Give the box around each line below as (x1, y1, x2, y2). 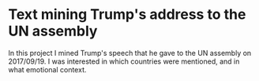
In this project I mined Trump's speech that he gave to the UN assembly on (8, 48, 252, 57)
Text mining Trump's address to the (8, 6, 246, 24)
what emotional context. (8, 64, 87, 74)
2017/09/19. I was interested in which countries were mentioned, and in (8, 57, 240, 66)
